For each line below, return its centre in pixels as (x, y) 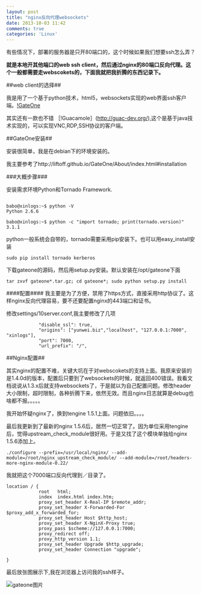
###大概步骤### (27, 177)
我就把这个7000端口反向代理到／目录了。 (58, 475)
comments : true (25, 29)
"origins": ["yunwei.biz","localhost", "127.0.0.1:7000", (113, 330)
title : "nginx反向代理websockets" (48, 17)
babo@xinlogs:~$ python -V (40, 206)
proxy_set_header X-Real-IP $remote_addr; (92, 503)
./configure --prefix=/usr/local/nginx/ (58, 453)
